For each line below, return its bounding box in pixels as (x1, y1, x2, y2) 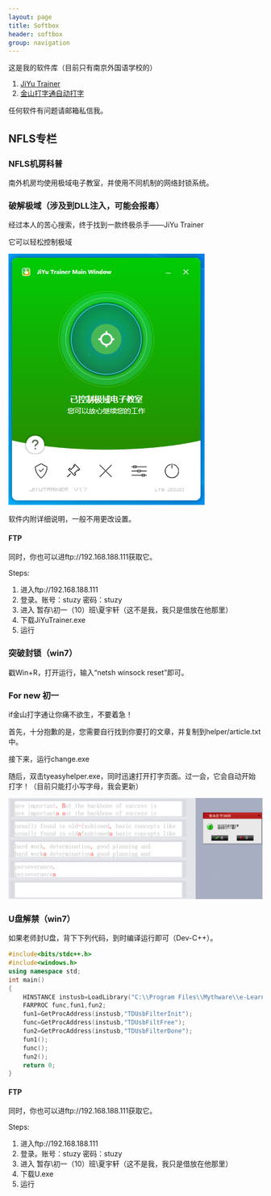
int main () (8, 975, 45, 984)
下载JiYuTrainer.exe (19, 615, 86, 625)
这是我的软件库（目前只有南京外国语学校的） (8, 63, 157, 73)
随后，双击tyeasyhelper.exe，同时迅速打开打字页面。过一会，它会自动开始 (8, 771, 256, 781)
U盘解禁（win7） (8, 913, 75, 924)
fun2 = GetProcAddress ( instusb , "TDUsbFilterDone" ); (23, 1027, 194, 1035)
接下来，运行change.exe (8, 754, 90, 764)
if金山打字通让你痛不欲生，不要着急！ (8, 710, 133, 720)
